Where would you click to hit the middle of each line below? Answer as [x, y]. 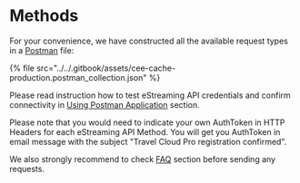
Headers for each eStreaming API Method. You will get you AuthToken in [145, 131]
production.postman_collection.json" [78, 77]
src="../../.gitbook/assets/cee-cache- [105, 68]
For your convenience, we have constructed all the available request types [149, 41]
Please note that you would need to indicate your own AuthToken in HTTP [147, 122]
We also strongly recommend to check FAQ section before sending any [142, 159]
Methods [44, 16]
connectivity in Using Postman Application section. [105, 104]
